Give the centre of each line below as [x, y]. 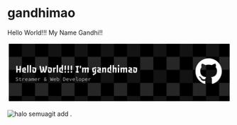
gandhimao [42, 13]
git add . [60, 114]
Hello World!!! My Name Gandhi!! [55, 32]
